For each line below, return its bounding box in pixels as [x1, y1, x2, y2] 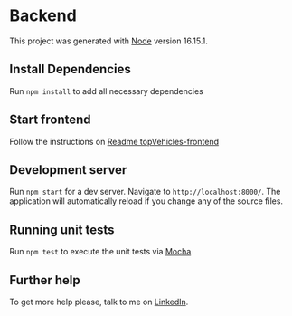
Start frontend [9, 112, 92, 128]
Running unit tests [9, 222, 115, 237]
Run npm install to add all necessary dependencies [9, 85, 203, 96]
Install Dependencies [9, 62, 131, 77]
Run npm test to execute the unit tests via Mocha [9, 246, 192, 257]
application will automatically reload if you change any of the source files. [9, 196, 283, 206]
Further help [9, 273, 81, 288]
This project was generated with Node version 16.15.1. [9, 35, 208, 46]
